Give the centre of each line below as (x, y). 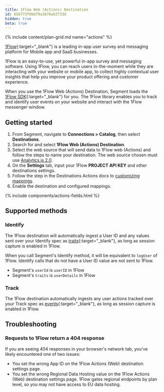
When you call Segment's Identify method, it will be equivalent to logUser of (81, 255)
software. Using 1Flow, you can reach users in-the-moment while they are (79, 66)
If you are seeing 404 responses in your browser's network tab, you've (76, 349)
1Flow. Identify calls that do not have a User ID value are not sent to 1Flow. (79, 261)
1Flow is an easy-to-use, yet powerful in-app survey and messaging (73, 61)
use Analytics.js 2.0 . (32, 160)
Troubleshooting (31, 324)
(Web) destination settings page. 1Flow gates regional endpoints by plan (85, 379)
